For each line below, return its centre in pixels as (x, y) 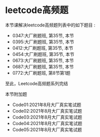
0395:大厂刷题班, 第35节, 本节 (43, 42)
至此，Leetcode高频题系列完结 (37, 83)
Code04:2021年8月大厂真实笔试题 (47, 123)
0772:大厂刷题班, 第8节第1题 (41, 73)
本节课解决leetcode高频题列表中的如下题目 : (50, 25)
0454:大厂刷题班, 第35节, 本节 (43, 54)
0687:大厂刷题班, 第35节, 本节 (43, 67)
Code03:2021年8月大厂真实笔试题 (47, 117)
